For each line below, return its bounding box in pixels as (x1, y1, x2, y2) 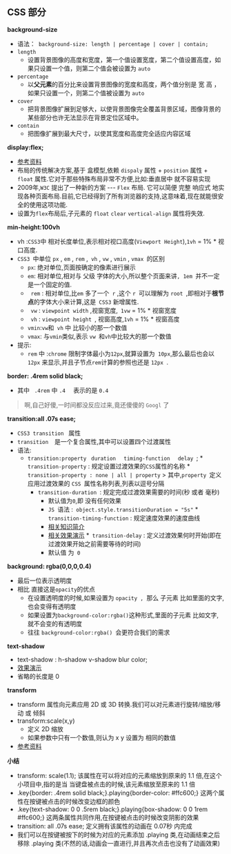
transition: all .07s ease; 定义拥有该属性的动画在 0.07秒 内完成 (17, 822, 193, 830)
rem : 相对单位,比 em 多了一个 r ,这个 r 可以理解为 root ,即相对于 (30, 289, 212, 297)
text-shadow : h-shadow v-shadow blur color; (17, 655, 148, 663)
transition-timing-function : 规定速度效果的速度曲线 (48, 514, 201, 522)
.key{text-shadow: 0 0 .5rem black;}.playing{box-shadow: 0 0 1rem (17, 805, 208, 813)
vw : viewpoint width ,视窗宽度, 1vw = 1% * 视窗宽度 (30, 306, 177, 314)
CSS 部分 (7, 6, 47, 19)
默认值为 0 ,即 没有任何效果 (48, 496, 122, 505)
